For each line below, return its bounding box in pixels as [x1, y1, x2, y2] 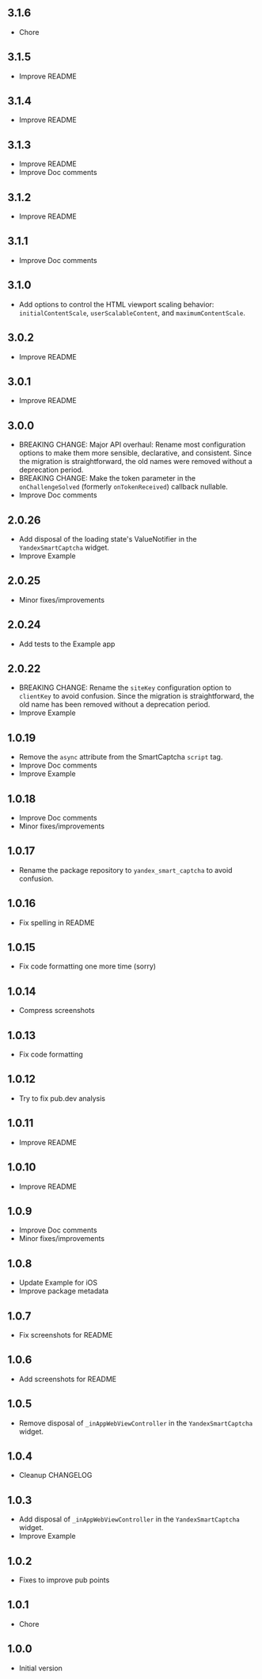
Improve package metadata [18, 1286, 108, 1296]
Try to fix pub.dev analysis [18, 1093, 106, 1103]
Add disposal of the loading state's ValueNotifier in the [18, 534, 197, 543]
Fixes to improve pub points [18, 1575, 110, 1585]
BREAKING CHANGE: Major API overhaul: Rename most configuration [18, 440, 246, 450]
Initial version [18, 1663, 63, 1673]
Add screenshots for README [18, 1374, 117, 1384]
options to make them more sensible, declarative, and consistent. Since [18, 448, 253, 458]
